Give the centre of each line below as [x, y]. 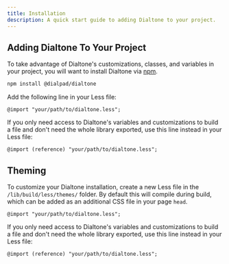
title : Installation [37, 13]
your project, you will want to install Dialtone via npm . [82, 71]
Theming [27, 170]
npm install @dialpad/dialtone [52, 84]
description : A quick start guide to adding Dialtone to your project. [111, 20]
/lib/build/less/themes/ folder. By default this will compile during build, [110, 194]
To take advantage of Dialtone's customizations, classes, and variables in [111, 64]
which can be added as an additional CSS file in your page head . [97, 202]
